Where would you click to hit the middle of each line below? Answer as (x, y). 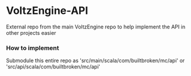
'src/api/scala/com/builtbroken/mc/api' (53, 67)
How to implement (33, 48)
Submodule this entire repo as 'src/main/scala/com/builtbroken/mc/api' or (95, 61)
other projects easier (31, 32)
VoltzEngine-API (47, 11)
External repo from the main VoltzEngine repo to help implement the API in (96, 27)
